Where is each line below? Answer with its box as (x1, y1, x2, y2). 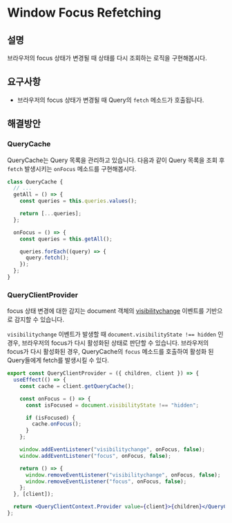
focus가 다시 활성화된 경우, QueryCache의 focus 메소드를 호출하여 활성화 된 (7, 348, 214, 356)
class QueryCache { (7, 178, 64, 185)
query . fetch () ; (25, 254, 70, 261)
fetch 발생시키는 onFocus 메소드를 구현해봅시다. (7, 164, 137, 172)
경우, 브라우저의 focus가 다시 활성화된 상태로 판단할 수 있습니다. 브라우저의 (7, 339, 209, 347)
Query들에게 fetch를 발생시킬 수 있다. (7, 356, 109, 364)
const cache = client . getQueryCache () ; (19, 382, 135, 389)
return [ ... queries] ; (19, 210, 81, 217)
